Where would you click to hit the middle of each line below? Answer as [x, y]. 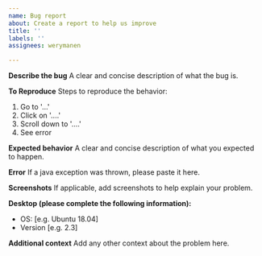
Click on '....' [40, 116]
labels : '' [27, 38]
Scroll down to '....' [51, 124]
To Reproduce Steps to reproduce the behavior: [88, 91]
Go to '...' [35, 107]
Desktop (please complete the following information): [100, 204]
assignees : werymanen [45, 46]
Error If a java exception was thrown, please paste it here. [104, 172]
